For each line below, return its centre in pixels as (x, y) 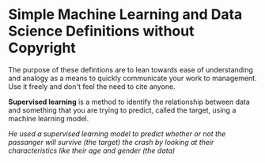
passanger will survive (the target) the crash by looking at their (111, 142)
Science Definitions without (101, 31)
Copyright (42, 48)
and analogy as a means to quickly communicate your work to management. (132, 78)
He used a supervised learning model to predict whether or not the (117, 133)
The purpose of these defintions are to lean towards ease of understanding (131, 69)
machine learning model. (49, 118)
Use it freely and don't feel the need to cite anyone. (92, 86)
